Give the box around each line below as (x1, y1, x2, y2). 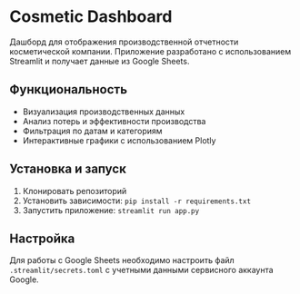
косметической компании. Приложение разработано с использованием (9, 45, 292, 56)
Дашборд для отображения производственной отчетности (9, 36, 239, 47)
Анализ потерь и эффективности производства (22, 115, 206, 126)
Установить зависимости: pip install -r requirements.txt (22, 195, 252, 206)
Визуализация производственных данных (22, 106, 185, 117)
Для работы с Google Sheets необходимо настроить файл (9, 255, 235, 266)
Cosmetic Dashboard (9, 6, 173, 27)
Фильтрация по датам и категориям (22, 125, 163, 136)
